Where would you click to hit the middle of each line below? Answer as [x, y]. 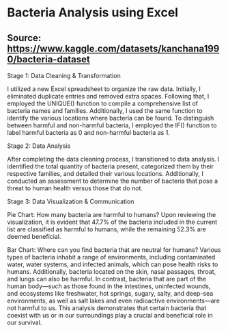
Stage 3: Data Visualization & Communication [71, 201]
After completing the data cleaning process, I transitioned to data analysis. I [113, 159]
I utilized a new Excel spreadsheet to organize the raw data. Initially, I [104, 89]
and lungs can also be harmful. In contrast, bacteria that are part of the [107, 279]
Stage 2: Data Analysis [39, 146]
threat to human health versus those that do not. [75, 188]
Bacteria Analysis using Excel [93, 13]
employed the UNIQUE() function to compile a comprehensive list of [103, 103]
